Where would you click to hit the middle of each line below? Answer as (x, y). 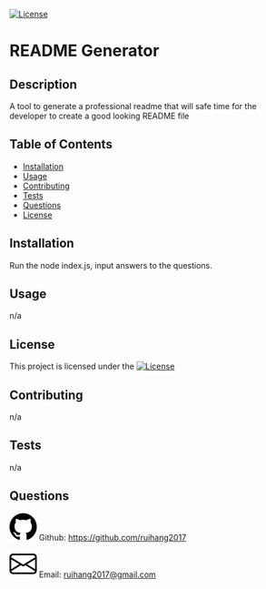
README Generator (84, 51)
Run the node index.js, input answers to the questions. (111, 265)
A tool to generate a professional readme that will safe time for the (133, 106)
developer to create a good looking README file (99, 116)
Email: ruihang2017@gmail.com (97, 574)
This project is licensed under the (72, 366)
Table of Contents (61, 144)
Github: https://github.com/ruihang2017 (113, 537)
